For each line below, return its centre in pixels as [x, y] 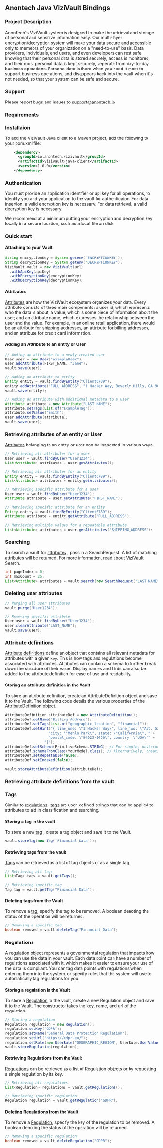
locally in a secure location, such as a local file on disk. [60, 223]
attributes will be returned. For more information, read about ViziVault [74, 558]
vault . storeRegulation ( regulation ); [42, 1047]
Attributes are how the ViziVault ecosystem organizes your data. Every [75, 302]
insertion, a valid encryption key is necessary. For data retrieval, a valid [76, 204]
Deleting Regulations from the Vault [42, 1112]
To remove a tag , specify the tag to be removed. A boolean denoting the [77, 911]
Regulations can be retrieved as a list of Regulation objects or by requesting [81, 1069]
